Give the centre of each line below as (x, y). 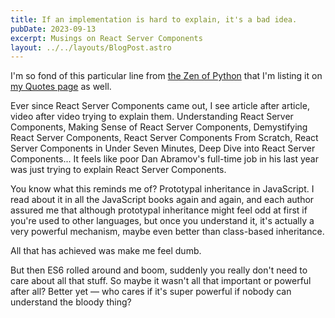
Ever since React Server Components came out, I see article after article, (160, 106)
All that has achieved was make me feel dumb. (106, 251)
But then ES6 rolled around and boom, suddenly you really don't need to (159, 270)
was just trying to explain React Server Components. (118, 170)
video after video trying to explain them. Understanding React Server (152, 117)
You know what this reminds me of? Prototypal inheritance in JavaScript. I (162, 189)
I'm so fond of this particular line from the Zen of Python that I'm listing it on (166, 76)
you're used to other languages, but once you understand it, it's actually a (162, 221)
